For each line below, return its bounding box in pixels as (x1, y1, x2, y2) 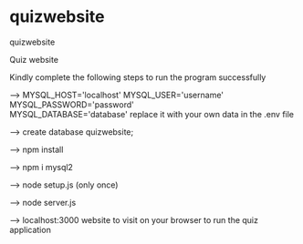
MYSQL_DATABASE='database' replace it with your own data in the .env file (9, 108, 295, 119)
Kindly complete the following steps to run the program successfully (9, 71, 266, 83)
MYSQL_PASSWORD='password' (9, 98, 134, 110)
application (9, 224, 52, 235)
